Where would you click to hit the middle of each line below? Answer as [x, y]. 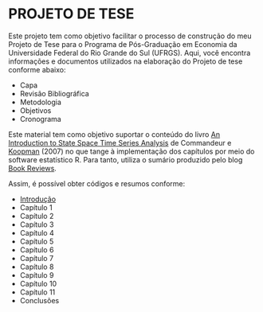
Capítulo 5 [37, 241]
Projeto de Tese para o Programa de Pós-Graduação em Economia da [123, 44]
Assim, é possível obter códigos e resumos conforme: [97, 183]
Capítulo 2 [37, 216]
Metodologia [41, 102]
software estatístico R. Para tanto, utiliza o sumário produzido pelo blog [126, 159]
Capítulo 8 [37, 267]
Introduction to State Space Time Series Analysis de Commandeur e [120, 142]
